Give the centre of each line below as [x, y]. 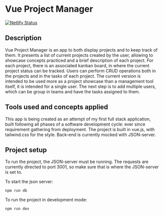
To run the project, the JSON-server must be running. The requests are [77, 162]
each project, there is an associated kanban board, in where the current [77, 65]
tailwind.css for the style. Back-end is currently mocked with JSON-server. [81, 135]
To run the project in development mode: [46, 200]
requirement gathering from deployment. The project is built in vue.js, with [80, 129]
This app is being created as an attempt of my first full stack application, [78, 119]
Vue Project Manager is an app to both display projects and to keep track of [81, 50]
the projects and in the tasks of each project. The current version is [73, 76]
